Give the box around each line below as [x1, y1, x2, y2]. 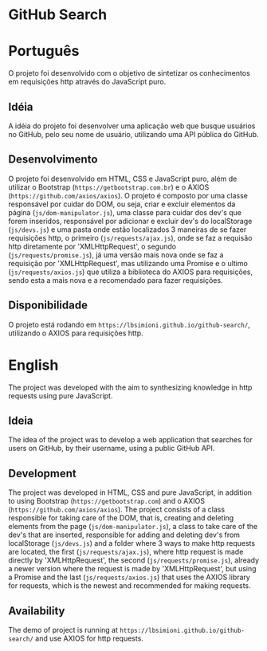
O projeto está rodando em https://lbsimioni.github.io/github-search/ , [8, 320, 251, 329]
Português [8, 42, 80, 61]
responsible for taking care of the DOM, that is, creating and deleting [8, 513, 234, 523]
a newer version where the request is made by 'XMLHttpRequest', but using [8, 564, 257, 574]
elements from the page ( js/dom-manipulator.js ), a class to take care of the [8, 522, 257, 531]
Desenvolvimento [8, 153, 98, 167]
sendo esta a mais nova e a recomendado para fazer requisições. [8, 275, 223, 284]
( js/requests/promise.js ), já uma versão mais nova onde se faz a [8, 249, 224, 260]
